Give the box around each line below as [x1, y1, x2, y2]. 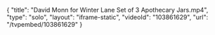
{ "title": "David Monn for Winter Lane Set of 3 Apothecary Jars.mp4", [6, 6, 209, 14]
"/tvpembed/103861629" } [6, 21, 83, 28]
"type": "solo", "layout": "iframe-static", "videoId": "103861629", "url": [6, 13, 209, 21]
